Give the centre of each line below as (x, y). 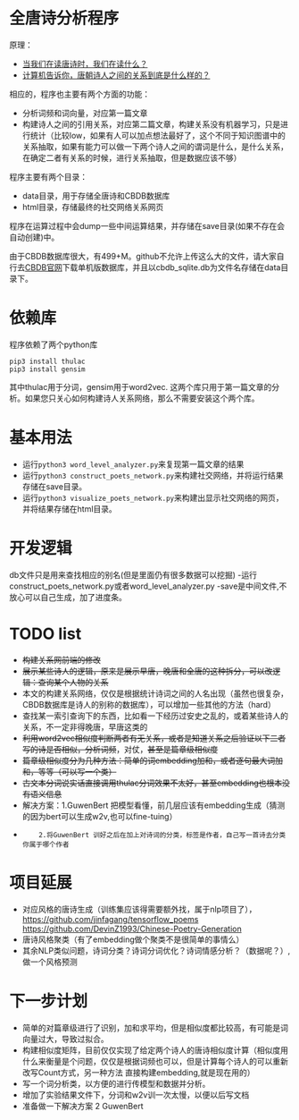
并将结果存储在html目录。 (70, 509)
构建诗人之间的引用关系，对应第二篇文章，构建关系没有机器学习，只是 (151, 124)
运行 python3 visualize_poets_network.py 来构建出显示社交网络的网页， (153, 497)
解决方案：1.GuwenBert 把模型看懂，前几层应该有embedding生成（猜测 (154, 805)
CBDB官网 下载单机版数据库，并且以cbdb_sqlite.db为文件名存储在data (153, 267)
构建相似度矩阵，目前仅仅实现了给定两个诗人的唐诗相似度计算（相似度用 (155, 1050)
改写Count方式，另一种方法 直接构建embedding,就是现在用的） (139, 1072)
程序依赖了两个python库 (54, 344)
